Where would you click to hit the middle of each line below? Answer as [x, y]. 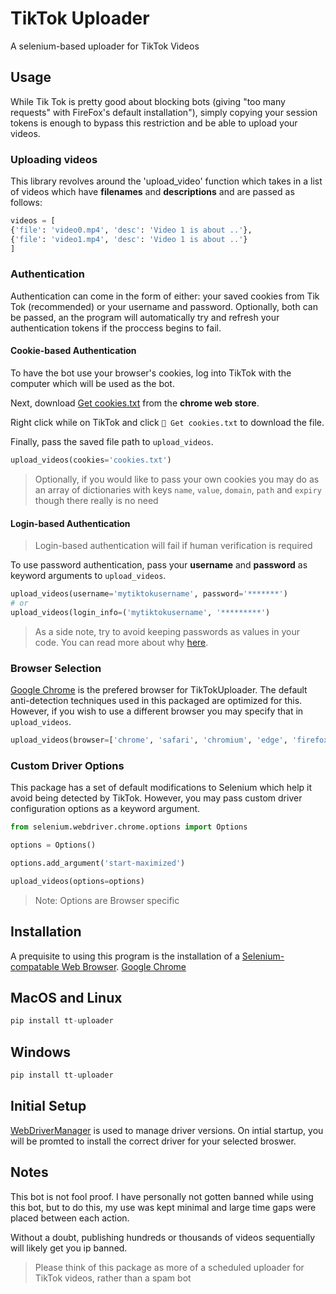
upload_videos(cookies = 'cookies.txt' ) [91, 460]
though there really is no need [96, 500]
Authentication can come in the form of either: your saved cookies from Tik [165, 296]
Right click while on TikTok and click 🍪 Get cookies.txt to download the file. [167, 423]
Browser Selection [56, 668]
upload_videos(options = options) [77, 881]
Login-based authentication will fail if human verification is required [173, 546]
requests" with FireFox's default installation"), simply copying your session [164, 112]
